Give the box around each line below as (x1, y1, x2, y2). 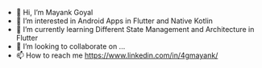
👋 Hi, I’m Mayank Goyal (15, 8, 94, 17)
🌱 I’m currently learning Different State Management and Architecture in (15, 25, 255, 34)
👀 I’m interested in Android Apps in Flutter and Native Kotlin (15, 16, 214, 26)
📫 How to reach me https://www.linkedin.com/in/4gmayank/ (15, 50, 218, 60)
